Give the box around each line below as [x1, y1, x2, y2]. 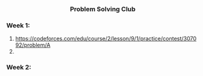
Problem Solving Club [70, 5, 136, 13]
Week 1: [6, 21, 31, 29]
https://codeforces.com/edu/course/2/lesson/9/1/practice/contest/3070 [15, 35, 197, 43]
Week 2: [6, 63, 32, 72]
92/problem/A [15, 41, 51, 49]
